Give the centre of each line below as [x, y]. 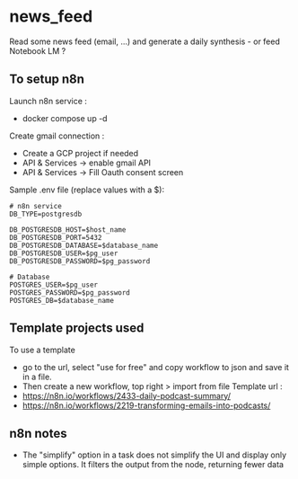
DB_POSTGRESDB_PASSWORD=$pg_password [80, 261]
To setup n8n [47, 80]
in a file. [37, 377]
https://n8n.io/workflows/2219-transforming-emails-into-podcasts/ [146, 405]
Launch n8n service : [48, 101]
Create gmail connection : [57, 136]
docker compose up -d [65, 118]
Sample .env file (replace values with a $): [87, 190]
